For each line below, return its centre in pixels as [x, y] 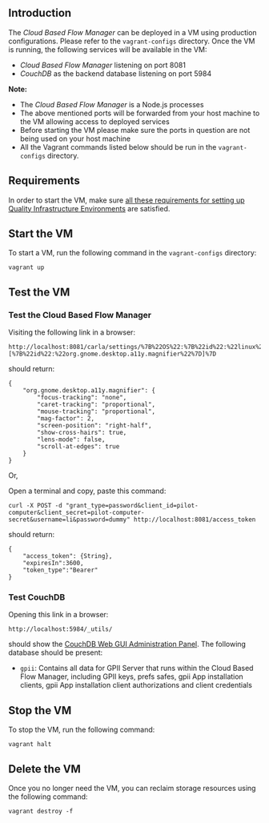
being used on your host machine [75, 139]
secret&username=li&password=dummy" [69, 520]
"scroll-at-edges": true [78, 447]
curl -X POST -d [35, 506]
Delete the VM [45, 769]
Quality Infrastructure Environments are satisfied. [89, 208]
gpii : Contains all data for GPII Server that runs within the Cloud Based [137, 668]
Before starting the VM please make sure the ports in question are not [135, 130]
